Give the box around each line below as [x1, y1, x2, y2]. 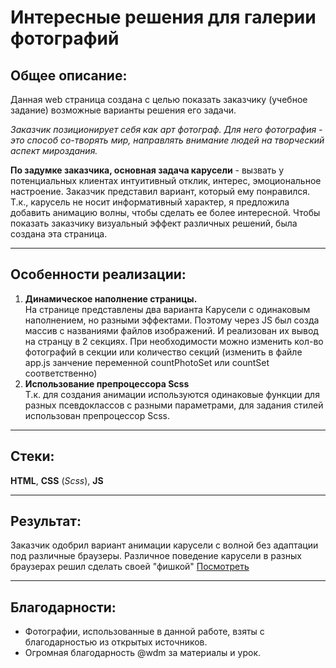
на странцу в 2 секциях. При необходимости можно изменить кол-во [24, 335, 324, 347]
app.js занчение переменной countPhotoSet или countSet [24, 356, 270, 368]
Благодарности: [10, 599, 117, 616]
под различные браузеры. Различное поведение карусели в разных [10, 550, 302, 562]
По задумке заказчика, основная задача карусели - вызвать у [10, 164, 285, 176]
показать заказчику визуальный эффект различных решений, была [10, 217, 298, 229]
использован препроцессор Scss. [24, 409, 171, 421]
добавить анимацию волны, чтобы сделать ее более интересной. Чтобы [10, 207, 321, 218]
